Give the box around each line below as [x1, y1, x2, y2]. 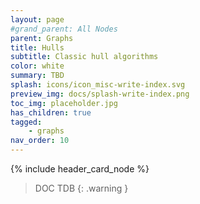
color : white [10, 61, 65, 71]
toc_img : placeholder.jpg [10, 98, 118, 108]
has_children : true [10, 107, 92, 118]
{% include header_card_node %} [10, 163, 150, 175]
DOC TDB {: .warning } [34, 182, 129, 194]
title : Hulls [10, 42, 65, 53]
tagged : [10, 117, 43, 127]
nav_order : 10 [10, 136, 70, 146]
